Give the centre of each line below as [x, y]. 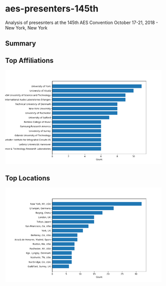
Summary [21, 44]
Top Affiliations [29, 60]
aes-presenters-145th [52, 9]
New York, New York [26, 27]
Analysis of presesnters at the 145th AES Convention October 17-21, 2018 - [82, 22]
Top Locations [28, 178]
